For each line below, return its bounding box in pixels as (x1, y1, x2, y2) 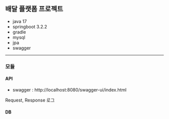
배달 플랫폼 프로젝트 (5, 4, 63, 13)
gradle (12, 29, 26, 35)
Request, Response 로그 (5, 97, 55, 103)
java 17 (12, 18, 27, 24)
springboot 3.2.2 (12, 23, 47, 29)
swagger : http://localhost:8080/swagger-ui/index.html (12, 86, 127, 92)
